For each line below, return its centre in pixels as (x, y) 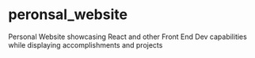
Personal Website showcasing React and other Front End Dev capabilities (127, 37)
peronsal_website (68, 15)
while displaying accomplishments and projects (86, 44)
